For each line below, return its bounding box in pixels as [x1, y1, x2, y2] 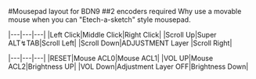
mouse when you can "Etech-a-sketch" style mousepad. [8, 15, 191, 24]
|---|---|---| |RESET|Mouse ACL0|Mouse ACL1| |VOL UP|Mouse [8, 54, 214, 63]
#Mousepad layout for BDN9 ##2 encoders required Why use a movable [8, 7, 242, 16]
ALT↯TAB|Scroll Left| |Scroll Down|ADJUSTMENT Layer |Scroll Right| [8, 38, 233, 48]
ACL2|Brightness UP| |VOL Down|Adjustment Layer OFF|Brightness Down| [8, 62, 249, 71]
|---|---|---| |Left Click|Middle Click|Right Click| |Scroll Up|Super [8, 31, 217, 39]
